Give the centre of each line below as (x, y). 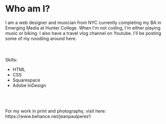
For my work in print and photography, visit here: (56, 111)
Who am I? (28, 9)
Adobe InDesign (29, 85)
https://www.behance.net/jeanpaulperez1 (48, 116)
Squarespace (26, 80)
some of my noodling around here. (41, 38)
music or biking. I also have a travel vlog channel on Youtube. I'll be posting (83, 33)
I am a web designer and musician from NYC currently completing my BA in (84, 22)
